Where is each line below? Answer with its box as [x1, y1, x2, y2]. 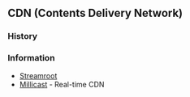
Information [7, 53, 55, 64]
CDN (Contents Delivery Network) [7, 6, 184, 20]
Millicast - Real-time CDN [19, 79, 105, 89]
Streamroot [19, 70, 58, 80]
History [7, 31, 38, 42]
